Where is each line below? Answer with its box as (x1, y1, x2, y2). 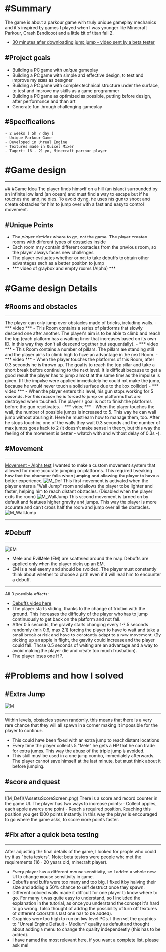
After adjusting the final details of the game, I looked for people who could (5, 848, 157, 854)
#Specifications (5, 118, 55, 126)
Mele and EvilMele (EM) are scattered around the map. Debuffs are (12, 555, 149, 561)
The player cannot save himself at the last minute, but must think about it (12, 758, 161, 764)
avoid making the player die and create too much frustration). (12, 647, 137, 653)
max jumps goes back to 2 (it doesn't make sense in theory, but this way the (5, 425, 161, 431)
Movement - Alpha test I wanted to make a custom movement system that (5, 462, 156, 468)
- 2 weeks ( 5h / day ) (5, 131, 54, 136)
